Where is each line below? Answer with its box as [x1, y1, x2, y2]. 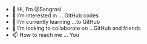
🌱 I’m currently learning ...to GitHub [11, 18, 100, 25]
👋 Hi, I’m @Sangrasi [11, 6, 62, 12]
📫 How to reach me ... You [11, 32, 80, 38]
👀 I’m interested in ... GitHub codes [11, 12, 99, 19]
